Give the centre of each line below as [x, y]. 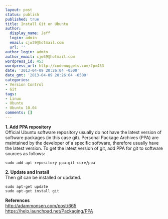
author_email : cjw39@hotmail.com [40, 57]
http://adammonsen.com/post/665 [41, 205]
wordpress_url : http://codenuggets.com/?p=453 [55, 66]
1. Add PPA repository [28, 127]
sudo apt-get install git [32, 191]
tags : [11, 94]
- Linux [13, 98]
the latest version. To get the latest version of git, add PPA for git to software [84, 148]
